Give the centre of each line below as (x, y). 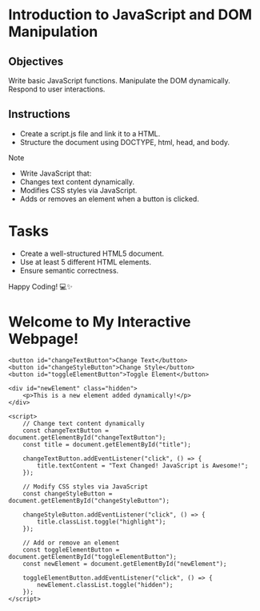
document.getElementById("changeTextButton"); (87, 437)
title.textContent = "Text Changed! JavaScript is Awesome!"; (143, 465)
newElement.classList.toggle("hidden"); (105, 585)
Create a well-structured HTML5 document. (92, 253)
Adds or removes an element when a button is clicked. (110, 199)
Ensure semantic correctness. (69, 270)
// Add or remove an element (71, 543)
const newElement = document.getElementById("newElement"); (125, 564)
